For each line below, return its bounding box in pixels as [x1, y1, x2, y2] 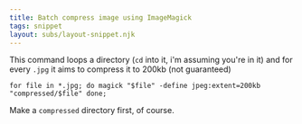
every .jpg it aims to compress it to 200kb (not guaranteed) [9, 64, 232, 75]
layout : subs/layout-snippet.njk [9, 30, 136, 39]
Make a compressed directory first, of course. [9, 105, 175, 116]
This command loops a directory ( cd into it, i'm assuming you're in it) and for [9, 55, 293, 66]
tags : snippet [9, 22, 63, 31]
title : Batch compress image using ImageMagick [9, 13, 193, 22]
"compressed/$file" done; [9, 89, 107, 99]
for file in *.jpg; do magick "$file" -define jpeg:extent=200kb [9, 82, 260, 91]
